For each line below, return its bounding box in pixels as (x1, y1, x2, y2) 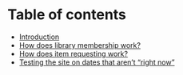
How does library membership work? (18, 40, 141, 49)
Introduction (18, 32, 60, 41)
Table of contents (7, 6, 127, 24)
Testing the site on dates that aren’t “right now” (18, 57, 175, 67)
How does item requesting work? (18, 49, 129, 58)
